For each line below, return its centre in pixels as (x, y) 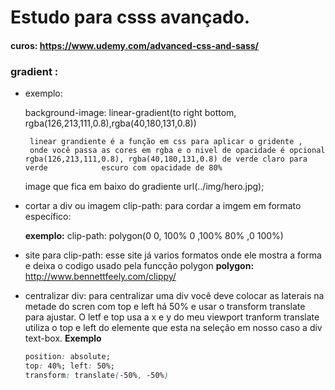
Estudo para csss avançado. (130, 17)
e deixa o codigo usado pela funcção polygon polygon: (139, 266)
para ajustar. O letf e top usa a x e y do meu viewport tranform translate (172, 317)
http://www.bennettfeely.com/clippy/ (100, 277)
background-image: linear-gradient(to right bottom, (130, 113)
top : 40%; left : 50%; (70, 366)
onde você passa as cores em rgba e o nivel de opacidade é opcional (177, 151)
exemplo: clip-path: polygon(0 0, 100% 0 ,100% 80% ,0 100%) (154, 236)
